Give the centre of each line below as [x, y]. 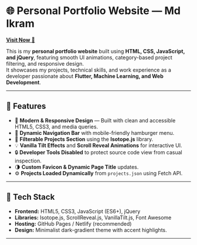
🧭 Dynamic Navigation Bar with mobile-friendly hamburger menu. [94, 132]
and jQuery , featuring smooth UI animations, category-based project [89, 57]
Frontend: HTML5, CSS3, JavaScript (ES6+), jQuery [77, 211]
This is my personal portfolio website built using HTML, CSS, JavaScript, [96, 51]
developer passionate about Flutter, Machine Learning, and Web [85, 76]
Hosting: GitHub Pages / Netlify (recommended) [73, 223]
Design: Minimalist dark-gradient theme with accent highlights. [91, 230]
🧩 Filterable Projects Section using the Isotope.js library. [84, 139]
